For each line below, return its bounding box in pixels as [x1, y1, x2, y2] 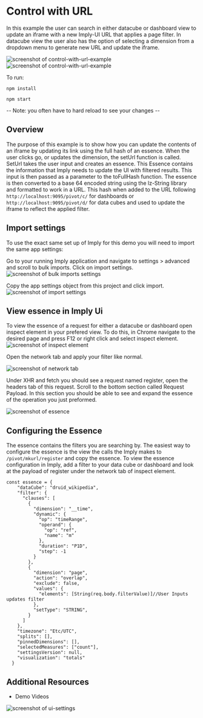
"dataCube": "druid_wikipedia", [17, 485, 99, 491]
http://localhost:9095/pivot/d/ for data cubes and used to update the [6, 199, 185, 206]
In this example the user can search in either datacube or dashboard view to [6, 24, 197, 32]
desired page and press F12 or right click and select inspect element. [6, 335, 179, 342]
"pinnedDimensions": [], [17, 639, 80, 645]
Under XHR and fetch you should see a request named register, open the [6, 377, 188, 384]
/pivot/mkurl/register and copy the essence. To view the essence [6, 455, 175, 462]
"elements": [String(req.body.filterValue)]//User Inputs [38, 591, 188, 597]
